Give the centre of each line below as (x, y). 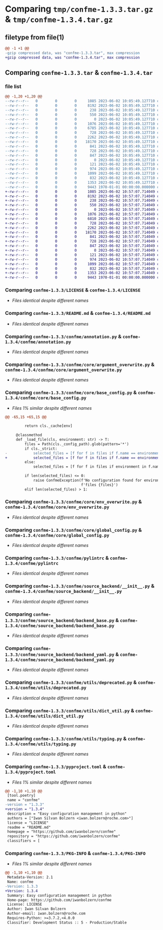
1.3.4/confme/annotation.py (38, 342)
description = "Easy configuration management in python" (67, 814)
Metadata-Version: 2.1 (30, 877)
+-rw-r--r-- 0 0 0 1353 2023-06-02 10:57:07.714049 (80, 273)
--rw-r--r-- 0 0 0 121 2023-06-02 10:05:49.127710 (80, 164)
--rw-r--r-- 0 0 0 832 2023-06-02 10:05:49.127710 (80, 178)
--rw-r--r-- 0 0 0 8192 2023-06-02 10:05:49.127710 (80, 106)
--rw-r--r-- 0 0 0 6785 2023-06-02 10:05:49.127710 (80, 128)
